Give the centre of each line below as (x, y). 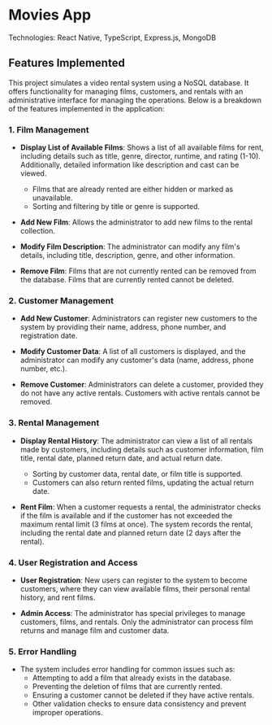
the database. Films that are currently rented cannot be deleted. (127, 280)
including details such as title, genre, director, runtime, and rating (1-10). (140, 156)
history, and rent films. (58, 597)
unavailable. (52, 198)
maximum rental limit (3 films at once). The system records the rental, (136, 524)
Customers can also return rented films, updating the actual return (143, 483)
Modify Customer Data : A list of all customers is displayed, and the (133, 352)
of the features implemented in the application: (86, 108)
